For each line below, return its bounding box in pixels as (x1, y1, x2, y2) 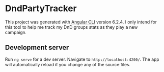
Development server (5, 43, 69, 52)
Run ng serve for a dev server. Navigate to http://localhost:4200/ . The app (5, 56, 160, 62)
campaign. (5, 29, 27, 35)
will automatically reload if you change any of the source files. (5, 61, 131, 67)
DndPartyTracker (5, 3, 77, 14)
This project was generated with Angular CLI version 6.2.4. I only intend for (5, 19, 157, 25)
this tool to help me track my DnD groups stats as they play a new (5, 24, 138, 30)
